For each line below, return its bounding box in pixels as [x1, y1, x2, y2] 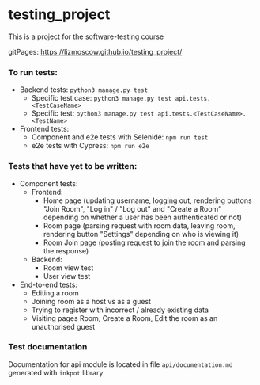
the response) [43, 246, 89, 255]
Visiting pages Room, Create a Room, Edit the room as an [31, 313, 218, 322]
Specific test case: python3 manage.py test [31, 93, 172, 103]
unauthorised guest [31, 322, 96, 331]
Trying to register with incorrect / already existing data [31, 305, 209, 314]
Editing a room [31, 288, 79, 298]
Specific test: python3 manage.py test [31, 109, 155, 118]
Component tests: [19, 178, 78, 188]
